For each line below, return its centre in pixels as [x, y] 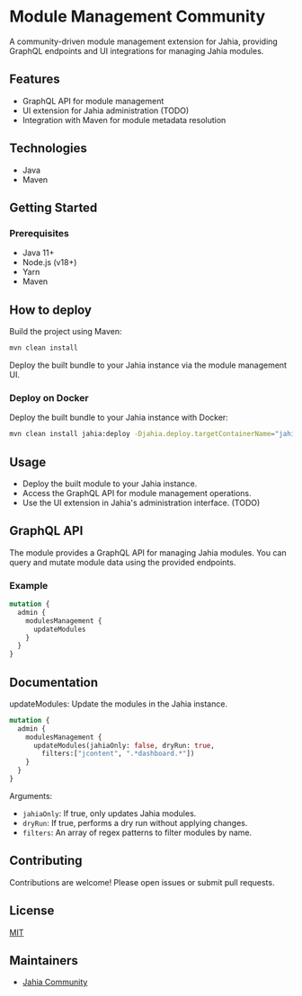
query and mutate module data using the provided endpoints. [123, 562]
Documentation [54, 682]
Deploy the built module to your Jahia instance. [110, 484]
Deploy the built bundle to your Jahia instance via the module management [148, 365]
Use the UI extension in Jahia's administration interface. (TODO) [141, 502]
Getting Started [53, 207]
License [32, 911]
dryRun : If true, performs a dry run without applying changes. [135, 823]
